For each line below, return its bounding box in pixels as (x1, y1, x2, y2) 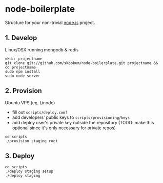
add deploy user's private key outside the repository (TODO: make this (12, 119, 154, 125)
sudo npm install (5, 69, 41, 74)
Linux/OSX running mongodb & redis (5, 46, 79, 52)
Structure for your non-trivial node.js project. (5, 20, 95, 25)
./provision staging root (5, 138, 58, 143)
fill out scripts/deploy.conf (12, 109, 68, 115)
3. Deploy (5, 152, 35, 160)
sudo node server (5, 73, 41, 78)
